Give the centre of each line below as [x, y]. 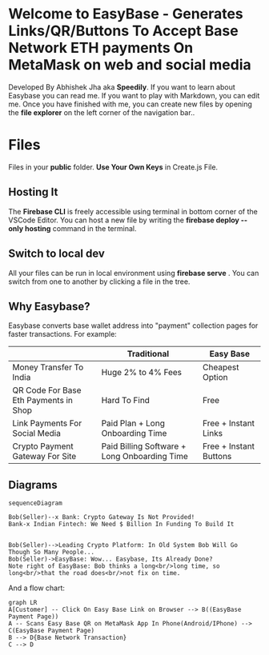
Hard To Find [126, 401]
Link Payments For [47, 423]
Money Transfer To [48, 367]
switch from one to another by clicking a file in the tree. [99, 282]
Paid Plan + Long [133, 423]
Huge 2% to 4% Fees [142, 373]
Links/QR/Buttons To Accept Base [123, 31]
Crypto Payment [43, 446]
